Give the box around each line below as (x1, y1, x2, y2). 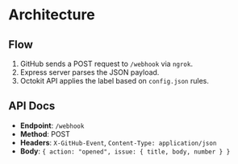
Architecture (8, 6, 95, 24)
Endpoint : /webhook (19, 121, 85, 130)
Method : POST (19, 129, 71, 138)
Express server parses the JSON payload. (19, 68, 160, 77)
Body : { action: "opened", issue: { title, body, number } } (19, 146, 231, 156)
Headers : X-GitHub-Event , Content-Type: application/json (19, 137, 217, 147)
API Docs (8, 99, 56, 113)
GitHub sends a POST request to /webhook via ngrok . (19, 59, 194, 68)
